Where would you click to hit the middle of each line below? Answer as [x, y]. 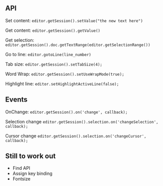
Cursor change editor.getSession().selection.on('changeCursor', [76, 135]
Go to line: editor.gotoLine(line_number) [48, 54]
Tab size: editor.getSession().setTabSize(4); [54, 64]
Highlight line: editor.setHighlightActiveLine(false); [62, 83]
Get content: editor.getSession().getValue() [53, 30]
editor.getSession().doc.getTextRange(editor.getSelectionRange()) [78, 45]
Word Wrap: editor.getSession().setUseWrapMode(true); [65, 74]
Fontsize [22, 179]
